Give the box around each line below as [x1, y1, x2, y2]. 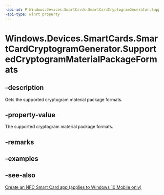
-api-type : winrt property [5, 12, 60, 17]
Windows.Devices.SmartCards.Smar [5, 33, 158, 44]
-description [5, 84, 44, 92]
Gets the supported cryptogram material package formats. [5, 97, 123, 102]
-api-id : [5, 7, 23, 12]
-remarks [5, 138, 34, 146]
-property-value [5, 111, 56, 119]
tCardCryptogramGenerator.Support [5, 43, 157, 54]
